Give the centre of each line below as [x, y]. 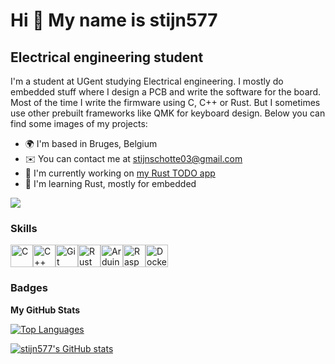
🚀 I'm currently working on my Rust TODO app [120, 173]
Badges [29, 288]
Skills [24, 228]
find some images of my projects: [79, 123]
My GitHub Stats [45, 310]
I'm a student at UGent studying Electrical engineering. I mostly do [147, 81]
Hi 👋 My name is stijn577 [114, 20]
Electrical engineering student [107, 57]
